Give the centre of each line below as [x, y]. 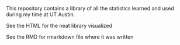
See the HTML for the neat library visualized [59, 26]
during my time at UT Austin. [41, 14]
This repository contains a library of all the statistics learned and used [90, 8]
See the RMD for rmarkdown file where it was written [70, 37]
